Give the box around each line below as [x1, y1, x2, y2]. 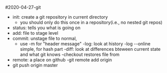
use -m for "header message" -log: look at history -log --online [20, 41, 151, 47]
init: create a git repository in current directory [12, 14, 108, 20]
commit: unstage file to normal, [12, 35, 77, 41]
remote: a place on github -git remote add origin [12, 57, 112, 62]
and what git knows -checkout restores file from [20, 51, 120, 57]
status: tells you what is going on [12, 25, 81, 31]
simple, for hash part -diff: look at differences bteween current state [20, 46, 161, 52]
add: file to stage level [12, 30, 59, 36]
